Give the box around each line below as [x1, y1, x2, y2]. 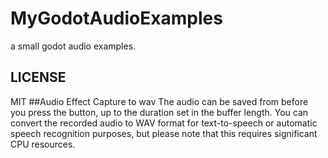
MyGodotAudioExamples [10, 7, 223, 30]
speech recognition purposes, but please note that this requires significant [10, 127, 318, 139]
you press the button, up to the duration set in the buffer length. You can [10, 106, 309, 118]
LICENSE [10, 69, 67, 86]
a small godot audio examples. [10, 40, 137, 52]
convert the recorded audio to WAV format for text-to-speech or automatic [10, 117, 318, 129]
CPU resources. [10, 138, 76, 150]
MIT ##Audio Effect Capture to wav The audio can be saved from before [10, 95, 309, 107]
